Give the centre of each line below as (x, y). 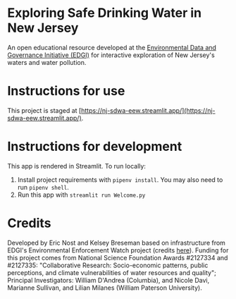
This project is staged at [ (44, 110)
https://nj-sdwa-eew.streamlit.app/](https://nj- (148, 110)
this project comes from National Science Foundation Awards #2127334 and (118, 257)
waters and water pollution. (47, 62)
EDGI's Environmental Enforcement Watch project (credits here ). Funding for (118, 250)
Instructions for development (95, 147)
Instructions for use (66, 91)
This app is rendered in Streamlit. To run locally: (77, 166)
